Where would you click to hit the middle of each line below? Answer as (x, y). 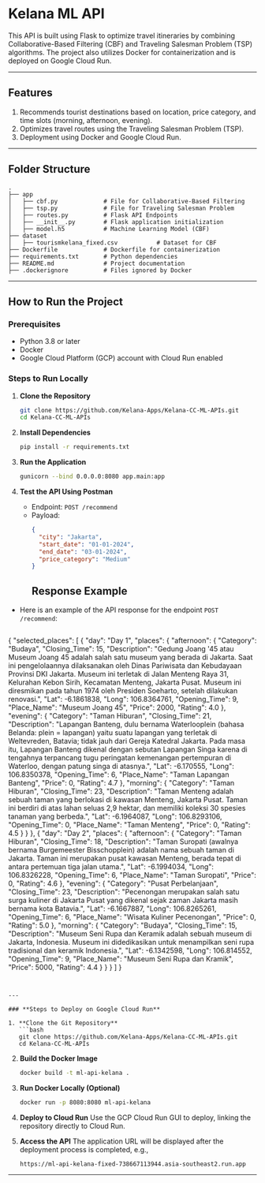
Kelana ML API (56, 14)
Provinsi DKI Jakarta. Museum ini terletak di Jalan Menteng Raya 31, (118, 674)
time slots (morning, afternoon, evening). (86, 120)
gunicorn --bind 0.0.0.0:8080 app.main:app (92, 477)
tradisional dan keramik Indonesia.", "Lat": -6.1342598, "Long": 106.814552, (130, 950)
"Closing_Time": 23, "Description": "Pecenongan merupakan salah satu (124, 892)
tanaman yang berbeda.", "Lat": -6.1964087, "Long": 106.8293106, (115, 816)
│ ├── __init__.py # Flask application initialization (116, 222)
